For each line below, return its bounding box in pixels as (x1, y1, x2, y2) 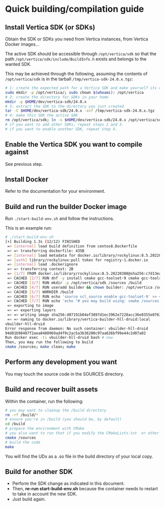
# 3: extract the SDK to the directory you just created (5, 104, 124, 109)
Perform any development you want (5, 358, 117, 366)
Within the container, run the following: (5, 398, 83, 404)
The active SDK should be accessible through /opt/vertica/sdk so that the (5, 51, 157, 57)
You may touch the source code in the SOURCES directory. (5, 371, 124, 377)
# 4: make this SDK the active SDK (5, 113, 78, 118)
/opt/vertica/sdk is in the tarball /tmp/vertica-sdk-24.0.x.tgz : (5, 76, 134, 82)
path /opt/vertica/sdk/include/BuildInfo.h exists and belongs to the (5, 56, 147, 62)
